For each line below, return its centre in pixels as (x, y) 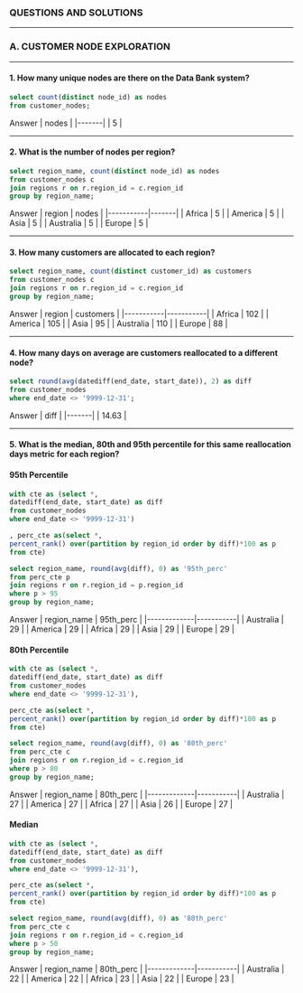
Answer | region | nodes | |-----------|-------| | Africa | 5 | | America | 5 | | (147, 213)
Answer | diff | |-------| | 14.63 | (68, 415)
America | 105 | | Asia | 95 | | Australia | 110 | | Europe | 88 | (119, 323)
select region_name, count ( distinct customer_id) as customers (131, 272)
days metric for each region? (64, 454)
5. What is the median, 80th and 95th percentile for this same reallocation (150, 445)
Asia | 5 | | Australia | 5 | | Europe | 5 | (79, 223)
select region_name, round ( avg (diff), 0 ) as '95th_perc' (119, 568)
